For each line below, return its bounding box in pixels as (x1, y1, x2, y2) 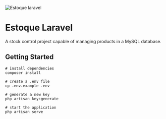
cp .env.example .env (5, 83, 50, 88)
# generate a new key (5, 92, 50, 97)
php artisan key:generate (5, 96, 58, 101)
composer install (5, 70, 41, 75)
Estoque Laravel (5, 22, 73, 33)
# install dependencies (5, 66, 55, 71)
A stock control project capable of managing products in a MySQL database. (5, 38, 162, 44)
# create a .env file (5, 79, 50, 84)
